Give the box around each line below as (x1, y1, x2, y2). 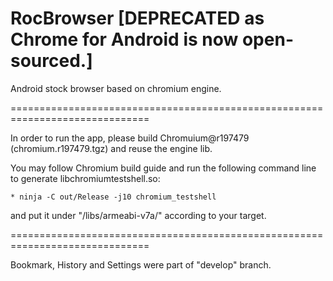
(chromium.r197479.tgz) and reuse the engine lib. (10, 142, 213, 154)
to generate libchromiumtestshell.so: (10, 172, 161, 184)
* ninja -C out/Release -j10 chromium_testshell (10, 192, 217, 202)
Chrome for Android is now (10, 28, 239, 51)
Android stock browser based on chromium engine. (10, 82, 222, 94)
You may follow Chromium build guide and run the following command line (10, 162, 317, 174)
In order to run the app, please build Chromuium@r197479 (10, 132, 250, 144)
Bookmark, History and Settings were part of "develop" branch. (10, 258, 272, 271)
